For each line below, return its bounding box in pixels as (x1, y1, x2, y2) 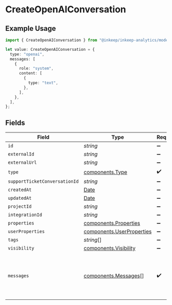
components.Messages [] (83, 272, 144, 279)
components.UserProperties (83, 228, 152, 235)
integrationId (8, 212, 42, 218)
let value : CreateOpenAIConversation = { (5, 47, 95, 52)
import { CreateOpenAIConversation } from (5, 37, 97, 43)
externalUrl (8, 160, 37, 165)
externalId (8, 151, 34, 157)
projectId (8, 204, 32, 209)
